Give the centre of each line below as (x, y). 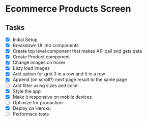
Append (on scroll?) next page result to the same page (70, 79)
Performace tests (31, 114)
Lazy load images (31, 68)
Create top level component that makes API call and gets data (77, 51)
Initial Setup (25, 39)
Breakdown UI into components (46, 46)
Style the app (27, 91)
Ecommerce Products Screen (68, 9)
